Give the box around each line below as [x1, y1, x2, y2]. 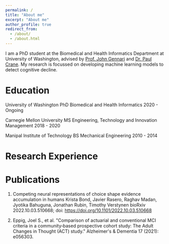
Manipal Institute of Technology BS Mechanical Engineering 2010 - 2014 [5, 132, 158, 139]
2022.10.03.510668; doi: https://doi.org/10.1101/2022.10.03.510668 [12, 207, 152, 213]
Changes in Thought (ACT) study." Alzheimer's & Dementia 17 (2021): [12, 228, 159, 234]
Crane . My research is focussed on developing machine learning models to [5, 61, 164, 67]
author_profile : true [5, 22, 52, 27]
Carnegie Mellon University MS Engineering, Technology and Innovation [5, 117, 157, 123]
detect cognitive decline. [5, 66, 58, 72]
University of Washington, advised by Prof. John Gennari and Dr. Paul [5, 55, 152, 62]
